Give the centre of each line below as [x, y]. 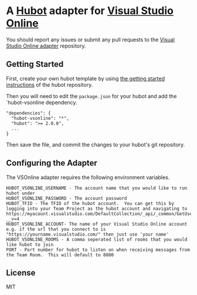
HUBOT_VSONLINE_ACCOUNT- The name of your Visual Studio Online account [97, 224]
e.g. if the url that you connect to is [56, 229]
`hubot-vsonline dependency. [42, 102]
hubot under [21, 193]
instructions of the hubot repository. [50, 85]
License [21, 272]
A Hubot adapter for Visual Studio [90, 11]
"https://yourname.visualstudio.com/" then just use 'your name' [87, 234]
